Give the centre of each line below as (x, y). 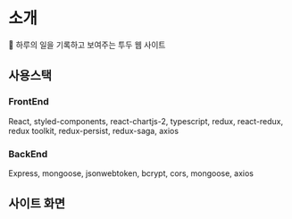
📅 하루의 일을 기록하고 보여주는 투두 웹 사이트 (87, 45)
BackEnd (28, 154)
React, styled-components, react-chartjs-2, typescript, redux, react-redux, (146, 121)
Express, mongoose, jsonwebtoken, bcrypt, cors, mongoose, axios (131, 173)
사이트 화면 (37, 203)
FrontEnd (29, 102)
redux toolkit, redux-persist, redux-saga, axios (94, 131)
